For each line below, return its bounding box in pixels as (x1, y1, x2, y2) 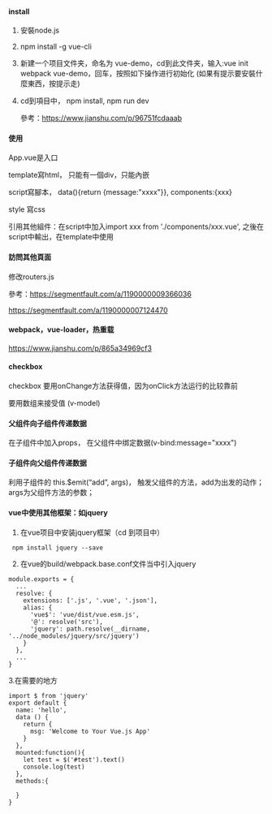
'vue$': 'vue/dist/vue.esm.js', (29, 610, 140, 618)
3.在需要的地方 (8, 675, 58, 685)
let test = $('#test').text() (23, 756, 126, 764)
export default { (8, 699, 67, 707)
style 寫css (8, 205, 46, 214)
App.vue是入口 (8, 153, 58, 162)
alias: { (23, 603, 53, 612)
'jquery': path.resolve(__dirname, (29, 625, 151, 633)
